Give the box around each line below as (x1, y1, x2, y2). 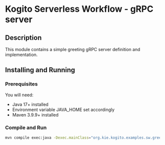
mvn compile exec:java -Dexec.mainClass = (5, 135, 91, 140)
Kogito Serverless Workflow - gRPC (5, 3, 154, 15)
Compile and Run (5, 124, 47, 131)
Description (5, 33, 42, 42)
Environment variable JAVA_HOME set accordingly (12, 107, 115, 113)
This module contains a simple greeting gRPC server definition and (5, 47, 140, 52)
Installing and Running (5, 66, 75, 74)
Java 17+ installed (12, 101, 49, 107)
